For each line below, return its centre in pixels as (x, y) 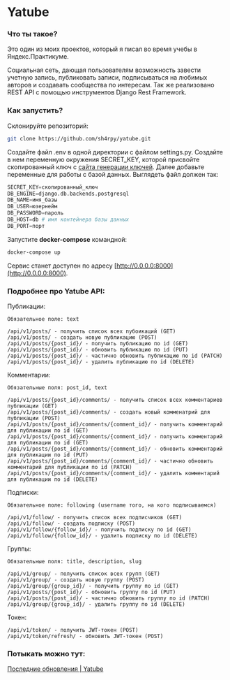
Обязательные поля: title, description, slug (74, 561)
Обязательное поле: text (43, 319)
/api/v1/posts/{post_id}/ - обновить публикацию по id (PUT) (98, 349)
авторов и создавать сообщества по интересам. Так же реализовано (111, 85)
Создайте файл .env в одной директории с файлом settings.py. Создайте (115, 152)
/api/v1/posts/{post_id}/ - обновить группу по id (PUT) (92, 592)
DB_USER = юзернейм (32, 207)
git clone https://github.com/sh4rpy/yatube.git (79, 138)
